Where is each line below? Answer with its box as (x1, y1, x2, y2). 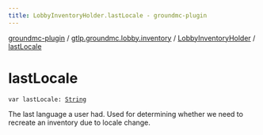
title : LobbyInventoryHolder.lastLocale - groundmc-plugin (8, 11, 208, 20)
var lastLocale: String (8, 96, 87, 103)
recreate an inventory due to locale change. (8, 118, 151, 127)
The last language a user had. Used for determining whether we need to (8, 109, 244, 118)
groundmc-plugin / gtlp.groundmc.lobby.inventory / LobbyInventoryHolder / (8, 33, 256, 43)
